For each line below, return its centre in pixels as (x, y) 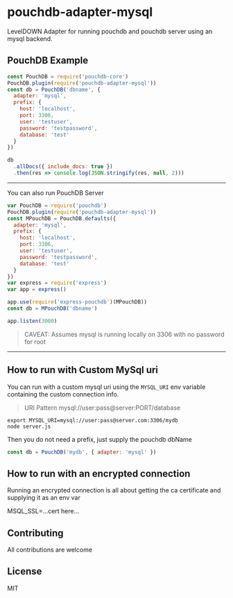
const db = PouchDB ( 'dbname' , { (54, 90)
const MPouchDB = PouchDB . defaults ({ (62, 218)
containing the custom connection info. (63, 394)
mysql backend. (30, 38)
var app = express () (37, 290)
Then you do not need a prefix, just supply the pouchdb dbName (100, 439)
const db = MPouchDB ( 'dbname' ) (52, 308)
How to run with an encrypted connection (99, 473)
